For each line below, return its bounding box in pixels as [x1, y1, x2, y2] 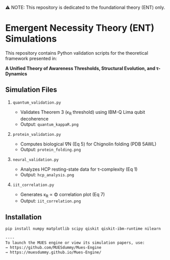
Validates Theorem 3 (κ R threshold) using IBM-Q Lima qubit [20, 109, 145, 116]
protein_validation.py [12, 132, 61, 137]
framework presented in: [5, 55, 57, 61]
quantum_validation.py [12, 100, 61, 105]
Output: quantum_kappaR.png [20, 121, 79, 127]
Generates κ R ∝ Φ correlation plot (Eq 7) [20, 191, 105, 199]
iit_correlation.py [12, 182, 55, 187]
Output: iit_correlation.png [20, 198, 81, 204]
